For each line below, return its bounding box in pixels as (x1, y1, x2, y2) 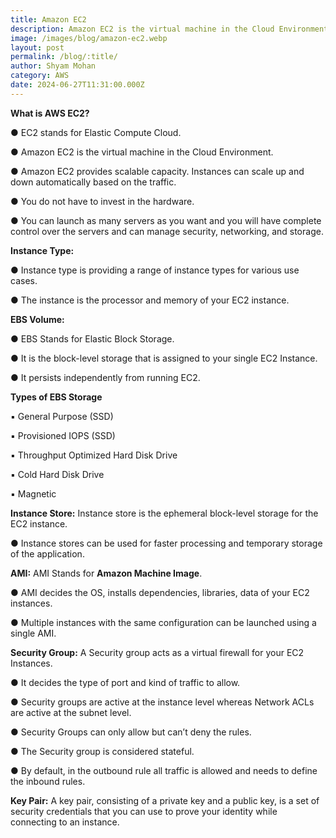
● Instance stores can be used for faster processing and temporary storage (10, 537, 323, 549)
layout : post (10, 42, 65, 53)
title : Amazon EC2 (10, 14, 87, 25)
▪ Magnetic (10, 487, 57, 500)
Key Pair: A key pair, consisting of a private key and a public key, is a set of (10, 794, 320, 806)
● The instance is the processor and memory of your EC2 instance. (10, 294, 290, 306)
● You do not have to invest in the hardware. (10, 195, 195, 207)
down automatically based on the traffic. (10, 176, 177, 188)
